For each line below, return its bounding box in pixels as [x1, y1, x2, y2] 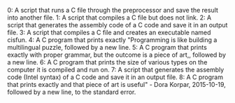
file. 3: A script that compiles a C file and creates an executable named [7, 28, 211, 36]
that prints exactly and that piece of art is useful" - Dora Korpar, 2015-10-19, [7, 81, 226, 88]
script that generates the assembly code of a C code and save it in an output [7, 21, 228, 29]
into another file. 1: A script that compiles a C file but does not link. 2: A [7, 13, 212, 22]
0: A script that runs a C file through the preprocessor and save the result [7, 6, 219, 14]
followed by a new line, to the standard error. [7, 88, 136, 96]
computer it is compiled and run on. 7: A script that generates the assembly [7, 66, 225, 74]
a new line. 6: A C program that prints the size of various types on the [7, 58, 208, 66]
